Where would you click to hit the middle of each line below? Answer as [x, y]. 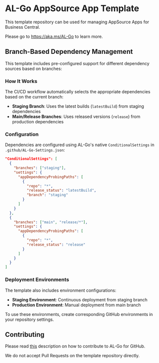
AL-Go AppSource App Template [72, 8]
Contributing [25, 335]
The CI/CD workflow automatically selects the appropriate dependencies [78, 92]
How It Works [21, 81]
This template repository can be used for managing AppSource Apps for [77, 22]
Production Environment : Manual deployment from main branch [76, 305]
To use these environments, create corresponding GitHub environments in [79, 314]
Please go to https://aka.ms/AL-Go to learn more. [54, 36]
